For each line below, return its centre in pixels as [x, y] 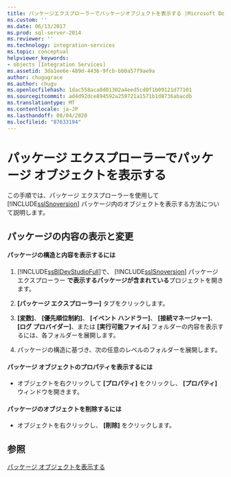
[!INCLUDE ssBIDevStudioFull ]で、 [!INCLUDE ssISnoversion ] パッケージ [118, 272]
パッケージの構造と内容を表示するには [61, 255]
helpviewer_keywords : [38, 58]
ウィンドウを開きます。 [50, 392]
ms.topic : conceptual [38, 52]
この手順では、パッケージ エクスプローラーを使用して [83, 196]
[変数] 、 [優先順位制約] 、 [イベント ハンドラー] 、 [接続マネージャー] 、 [117, 318]
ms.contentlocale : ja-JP [43, 109]
